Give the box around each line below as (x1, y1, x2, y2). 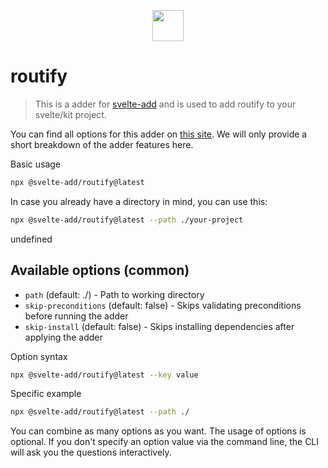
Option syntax (10, 350, 68, 362)
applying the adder (24, 331, 103, 343)
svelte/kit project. (34, 108, 107, 120)
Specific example (10, 388, 82, 400)
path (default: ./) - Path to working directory (24, 288, 205, 300)
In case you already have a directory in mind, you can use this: (10, 195, 268, 207)
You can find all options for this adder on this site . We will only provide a (10, 128, 308, 140)
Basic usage (10, 158, 62, 170)
